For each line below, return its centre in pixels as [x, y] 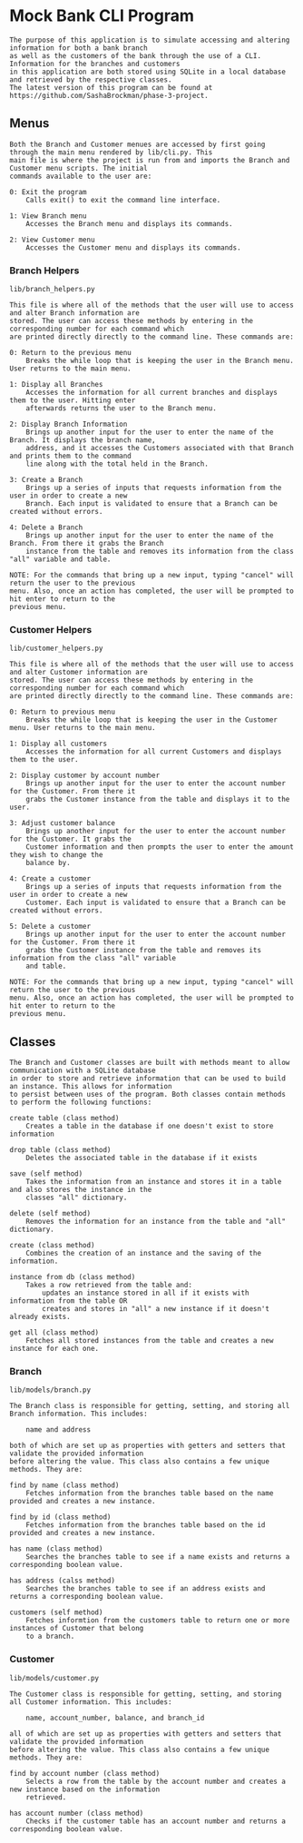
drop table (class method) [60, 1150]
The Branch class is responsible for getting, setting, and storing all [150, 1406]
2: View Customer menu [52, 240]
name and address [59, 1430]
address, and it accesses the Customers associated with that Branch [160, 448]
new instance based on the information [85, 1789]
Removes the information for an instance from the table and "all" [156, 1222]
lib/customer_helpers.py [56, 649]
